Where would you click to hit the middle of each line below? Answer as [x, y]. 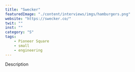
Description [17, 64]
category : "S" [20, 32]
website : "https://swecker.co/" [38, 18]
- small [22, 46]
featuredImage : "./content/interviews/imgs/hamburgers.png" [68, 14]
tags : [11, 37]
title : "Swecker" [23, 9]
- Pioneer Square [32, 41]
